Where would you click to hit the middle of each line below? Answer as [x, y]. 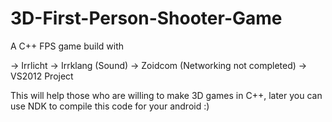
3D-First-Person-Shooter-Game [146, 18]
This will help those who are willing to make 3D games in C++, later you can [166, 95]
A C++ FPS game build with [67, 46]
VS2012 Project [42, 76]
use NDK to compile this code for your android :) [110, 106]
